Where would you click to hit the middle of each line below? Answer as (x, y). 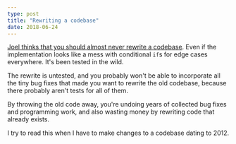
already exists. (29, 119)
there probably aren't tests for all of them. (68, 91)
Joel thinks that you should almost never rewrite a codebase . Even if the (112, 47)
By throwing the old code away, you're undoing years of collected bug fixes (117, 104)
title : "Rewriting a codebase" (53, 20)
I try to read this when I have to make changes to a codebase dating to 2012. (118, 133)
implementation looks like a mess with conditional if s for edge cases (107, 54)
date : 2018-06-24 (33, 27)
